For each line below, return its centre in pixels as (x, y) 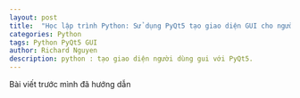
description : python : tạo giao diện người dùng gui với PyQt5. (131, 59)
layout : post (33, 17)
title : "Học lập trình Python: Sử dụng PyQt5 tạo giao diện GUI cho (142, 26)
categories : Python (46, 34)
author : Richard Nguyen (54, 51)
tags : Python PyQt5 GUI (54, 42)
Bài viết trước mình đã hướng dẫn (70, 84)
